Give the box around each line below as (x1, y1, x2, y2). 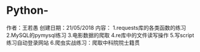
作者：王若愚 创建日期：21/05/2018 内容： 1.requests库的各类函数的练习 (6, 24, 187, 31)
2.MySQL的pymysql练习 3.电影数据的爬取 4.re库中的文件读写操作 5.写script (6, 31, 195, 39)
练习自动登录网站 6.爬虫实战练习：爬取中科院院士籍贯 (6, 39, 141, 46)
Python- (6, 4, 48, 17)
